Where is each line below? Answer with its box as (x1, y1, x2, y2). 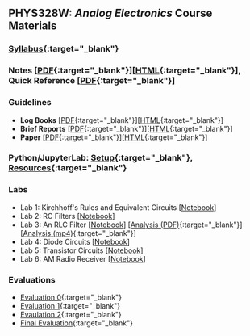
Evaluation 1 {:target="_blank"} (19, 301, 121, 311)
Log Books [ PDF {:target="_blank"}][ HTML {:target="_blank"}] (19, 115, 224, 124)
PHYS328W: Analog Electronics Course (8, 6, 213, 20)
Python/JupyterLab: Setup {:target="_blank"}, (8, 153, 194, 164)
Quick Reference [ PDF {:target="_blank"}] (8, 75, 176, 86)
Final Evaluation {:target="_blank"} (19, 318, 133, 328)
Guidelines (8, 97, 52, 108)
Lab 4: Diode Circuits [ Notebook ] (19, 237, 131, 246)
